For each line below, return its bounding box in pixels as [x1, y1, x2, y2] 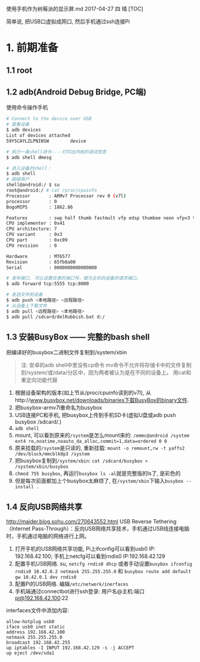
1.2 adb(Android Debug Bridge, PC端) [6, 87, 147, 97]
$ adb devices [6, 127, 42, 133]
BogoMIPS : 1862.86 [6, 204, 73, 210]
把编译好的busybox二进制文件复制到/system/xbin [6, 349, 127, 356]
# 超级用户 [6, 176, 30, 182]
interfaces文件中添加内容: [6, 607, 70, 614]
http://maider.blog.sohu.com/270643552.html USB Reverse [6, 518, 152, 525]
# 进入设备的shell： [6, 165, 52, 171]
